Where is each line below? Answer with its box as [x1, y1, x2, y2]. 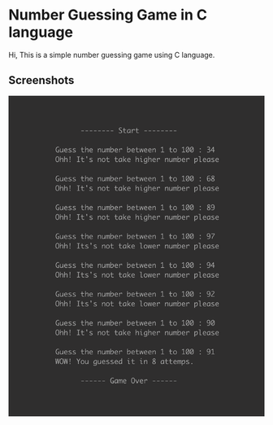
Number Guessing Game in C [8, 6, 208, 24]
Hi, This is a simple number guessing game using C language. [8, 50, 215, 59]
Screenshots [8, 73, 75, 87]
